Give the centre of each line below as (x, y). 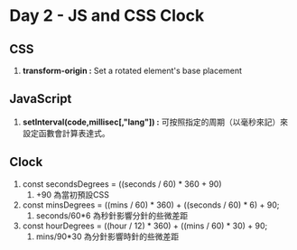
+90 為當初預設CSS (73, 194)
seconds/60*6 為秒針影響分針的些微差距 (111, 215)
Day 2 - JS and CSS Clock (107, 16)
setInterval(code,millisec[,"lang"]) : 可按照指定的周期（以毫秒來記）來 (155, 122)
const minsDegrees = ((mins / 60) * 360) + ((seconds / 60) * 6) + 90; (151, 205)
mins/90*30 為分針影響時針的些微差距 (107, 236)
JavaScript (41, 99)
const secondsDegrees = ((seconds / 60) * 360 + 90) (122, 184)
